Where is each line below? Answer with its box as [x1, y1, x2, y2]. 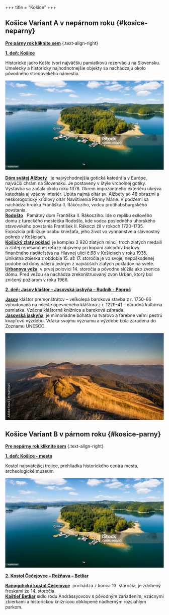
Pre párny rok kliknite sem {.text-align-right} [5, 40, 99, 46]
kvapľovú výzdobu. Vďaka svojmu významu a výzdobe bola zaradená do [5, 318, 156, 324]
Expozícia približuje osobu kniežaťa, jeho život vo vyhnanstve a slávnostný [5, 229, 160, 235]
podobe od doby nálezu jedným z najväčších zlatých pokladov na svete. [5, 261, 155, 267]
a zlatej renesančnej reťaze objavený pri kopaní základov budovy [5, 245, 140, 251]
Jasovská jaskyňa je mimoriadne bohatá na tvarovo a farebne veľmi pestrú [5, 312, 162, 318]
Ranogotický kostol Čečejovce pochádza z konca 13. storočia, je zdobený [5, 582, 161, 588]
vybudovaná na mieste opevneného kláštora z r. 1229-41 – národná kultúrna [5, 302, 162, 308]
